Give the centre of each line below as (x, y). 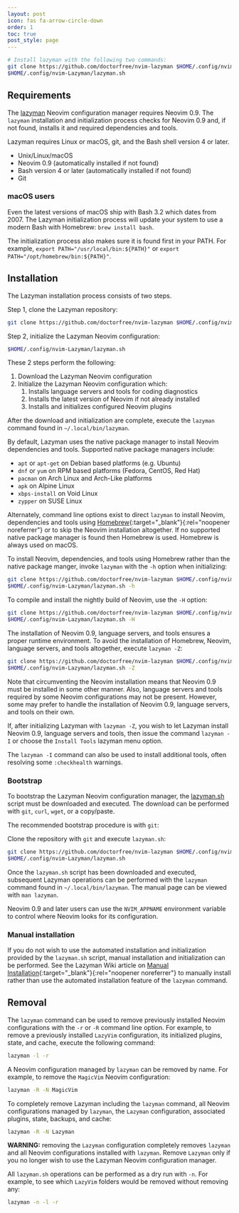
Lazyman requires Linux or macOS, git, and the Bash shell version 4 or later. (118, 141)
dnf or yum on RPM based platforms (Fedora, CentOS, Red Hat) (109, 471)
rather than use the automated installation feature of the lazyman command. (118, 981)
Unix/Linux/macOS (45, 155)
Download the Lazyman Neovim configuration (85, 376)
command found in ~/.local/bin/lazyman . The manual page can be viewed (117, 887)
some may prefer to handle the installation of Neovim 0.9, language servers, (118, 704)
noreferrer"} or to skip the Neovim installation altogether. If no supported (114, 530)
